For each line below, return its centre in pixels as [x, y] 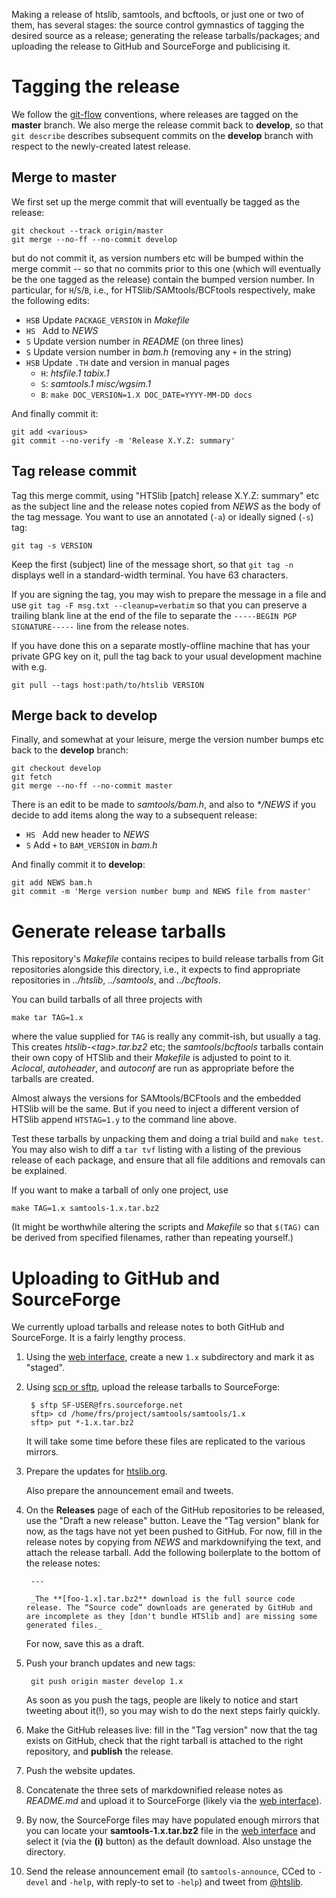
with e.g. [29, 666]
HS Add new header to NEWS [87, 835]
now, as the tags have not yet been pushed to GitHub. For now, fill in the [174, 1531]
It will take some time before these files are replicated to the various [165, 1441]
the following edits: [50, 300]
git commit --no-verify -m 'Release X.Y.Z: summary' [123, 440]
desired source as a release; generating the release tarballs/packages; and [166, 35]
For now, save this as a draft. [85, 1644]
